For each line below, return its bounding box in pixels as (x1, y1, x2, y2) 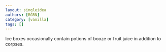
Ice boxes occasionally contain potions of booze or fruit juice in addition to (5, 36, 161, 42)
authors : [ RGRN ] (5, 12, 40, 17)
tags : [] (5, 21, 24, 27)
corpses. (5, 41, 24, 47)
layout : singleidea (5, 7, 47, 13)
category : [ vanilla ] (5, 17, 49, 22)
